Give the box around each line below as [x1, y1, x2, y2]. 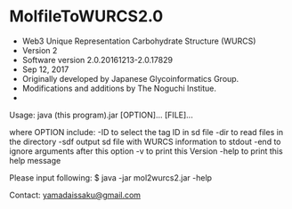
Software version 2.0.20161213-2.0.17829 [21, 54, 174, 65]
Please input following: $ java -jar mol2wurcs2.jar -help [9, 172, 212, 183]
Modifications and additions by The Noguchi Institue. [21, 83, 216, 93]
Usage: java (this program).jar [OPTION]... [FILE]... [9, 109, 193, 120]
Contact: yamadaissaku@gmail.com [9, 189, 141, 200]
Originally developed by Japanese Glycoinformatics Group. [21, 73, 239, 84]
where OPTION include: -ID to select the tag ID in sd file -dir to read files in [9, 126, 283, 137]
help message [9, 155, 61, 165]
